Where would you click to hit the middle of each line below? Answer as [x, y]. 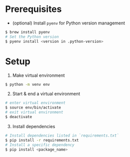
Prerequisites [34, 9]
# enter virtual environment [35, 103]
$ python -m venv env [28, 84]
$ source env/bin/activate [33, 108]
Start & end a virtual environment [46, 94]
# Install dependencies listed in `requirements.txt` [62, 136]
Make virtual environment [39, 75]
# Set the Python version [32, 37]
